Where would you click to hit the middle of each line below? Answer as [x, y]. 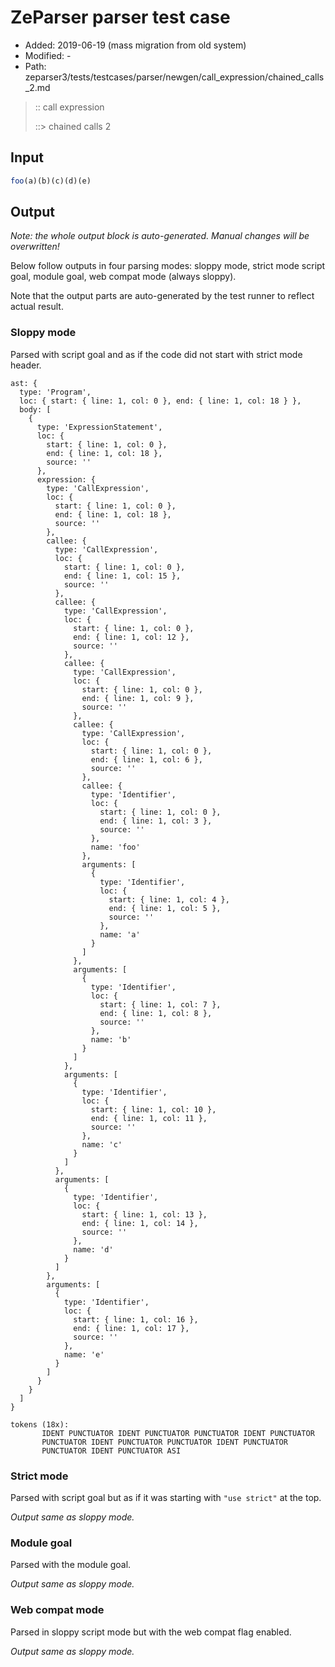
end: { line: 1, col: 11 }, [149, 1118]
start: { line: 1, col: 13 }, [144, 1214]
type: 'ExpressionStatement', [99, 427]
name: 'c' [102, 1144]
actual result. [37, 307]
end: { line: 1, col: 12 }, [131, 637]
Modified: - [48, 55]
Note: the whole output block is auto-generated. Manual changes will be [160, 236]
